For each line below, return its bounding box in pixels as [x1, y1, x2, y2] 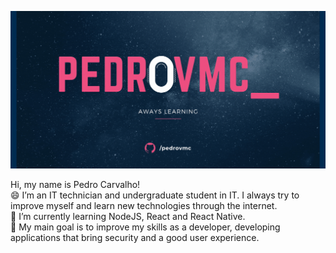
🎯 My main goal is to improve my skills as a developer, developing [10, 221, 281, 233]
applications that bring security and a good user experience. [10, 231, 260, 243]
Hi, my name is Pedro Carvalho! [10, 178, 141, 190]
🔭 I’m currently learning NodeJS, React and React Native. [10, 210, 246, 222]
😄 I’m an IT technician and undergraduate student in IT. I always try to [10, 189, 300, 201]
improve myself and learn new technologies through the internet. [10, 199, 278, 211]
